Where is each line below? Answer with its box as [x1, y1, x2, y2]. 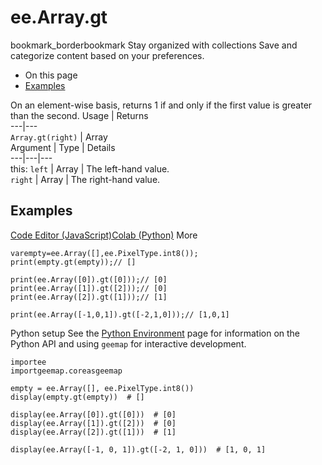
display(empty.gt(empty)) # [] [10, 392, 145, 402]
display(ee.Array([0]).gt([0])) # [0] [10, 409, 177, 420]
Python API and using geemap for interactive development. [10, 337, 247, 350]
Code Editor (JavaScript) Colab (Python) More [10, 229, 198, 241]
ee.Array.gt [10, 6, 108, 29]
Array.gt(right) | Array [10, 131, 108, 143]
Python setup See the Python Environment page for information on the [10, 327, 301, 339]
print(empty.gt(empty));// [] [10, 257, 137, 267]
